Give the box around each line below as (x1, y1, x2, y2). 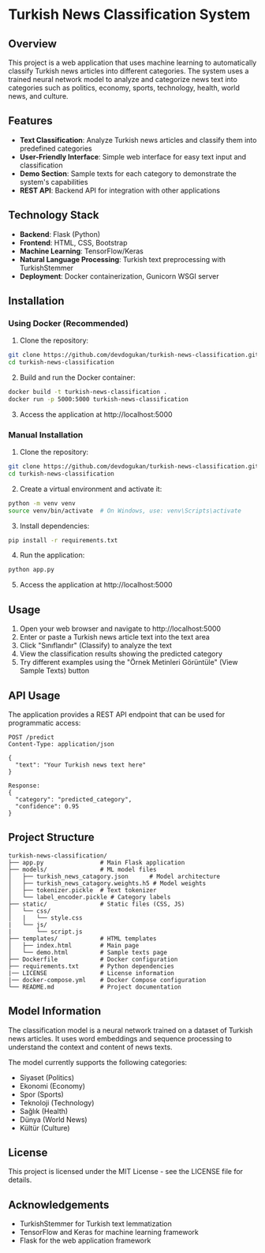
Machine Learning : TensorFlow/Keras (19, 246, 144, 256)
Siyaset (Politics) (19, 1072, 75, 1082)
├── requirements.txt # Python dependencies (8, 962, 175, 970)
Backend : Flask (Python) (19, 229, 101, 238)
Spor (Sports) (19, 1090, 65, 1099)
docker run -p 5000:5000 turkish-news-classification (8, 395, 189, 403)
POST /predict (8, 733, 55, 741)
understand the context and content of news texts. (8, 1042, 173, 1052)
